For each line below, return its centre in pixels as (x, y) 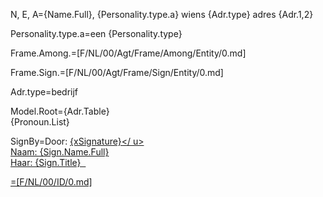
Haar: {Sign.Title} (46, 162)
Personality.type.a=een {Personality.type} (96, 33)
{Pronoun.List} (40, 122)
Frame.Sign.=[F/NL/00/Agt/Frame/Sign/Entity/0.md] (117, 72)
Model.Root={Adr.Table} (60, 111)
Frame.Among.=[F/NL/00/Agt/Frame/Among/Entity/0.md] (128, 53)
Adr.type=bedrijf (44, 92)
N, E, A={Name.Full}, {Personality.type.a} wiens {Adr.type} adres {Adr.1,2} (162, 14)
